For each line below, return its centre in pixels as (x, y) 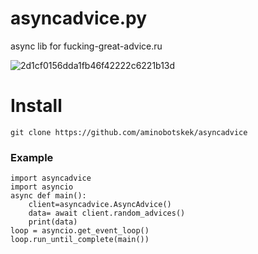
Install (36, 106)
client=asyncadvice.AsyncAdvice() (100, 205)
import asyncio (42, 187)
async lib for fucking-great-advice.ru (86, 46)
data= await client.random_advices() (107, 213)
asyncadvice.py (79, 18)
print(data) (53, 222)
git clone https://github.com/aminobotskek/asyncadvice (129, 132)
